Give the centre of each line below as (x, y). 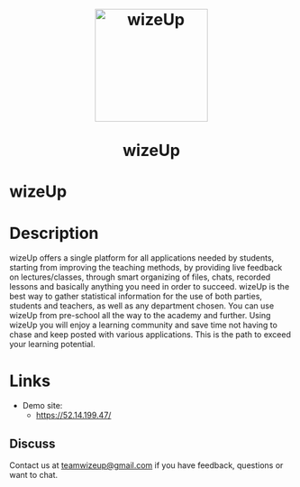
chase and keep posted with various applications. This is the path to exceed (150, 335)
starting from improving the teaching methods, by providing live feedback (146, 268)
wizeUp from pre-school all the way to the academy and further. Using (140, 316)
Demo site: (42, 406)
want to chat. (34, 475)
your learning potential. (53, 345)
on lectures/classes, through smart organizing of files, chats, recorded (140, 277)
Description (54, 233)
